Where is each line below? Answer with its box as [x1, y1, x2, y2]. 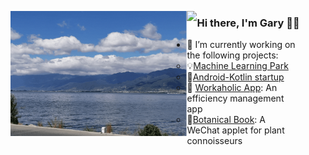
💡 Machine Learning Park [186, 60, 289, 72]
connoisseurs [186, 135, 243, 147]
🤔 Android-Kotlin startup [186, 71, 285, 83]
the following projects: [186, 49, 279, 61]
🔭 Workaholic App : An [186, 82, 278, 94]
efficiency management [186, 92, 285, 105]
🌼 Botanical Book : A [186, 114, 266, 126]
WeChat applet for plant [186, 124, 285, 136]
